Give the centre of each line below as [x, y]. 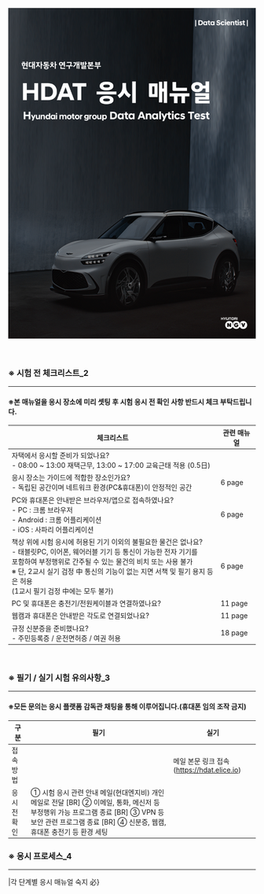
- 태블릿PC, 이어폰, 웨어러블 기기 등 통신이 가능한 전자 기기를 [104, 551]
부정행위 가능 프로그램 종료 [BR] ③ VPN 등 [97, 812]
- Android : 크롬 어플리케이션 [57, 520]
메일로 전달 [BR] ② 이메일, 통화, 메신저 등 [95, 802]
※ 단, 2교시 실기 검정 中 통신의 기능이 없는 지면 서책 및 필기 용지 [108, 571]
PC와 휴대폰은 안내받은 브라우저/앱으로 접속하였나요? [93, 500]
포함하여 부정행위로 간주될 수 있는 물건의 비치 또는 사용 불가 [102, 561]
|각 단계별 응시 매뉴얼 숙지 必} [54, 882]
